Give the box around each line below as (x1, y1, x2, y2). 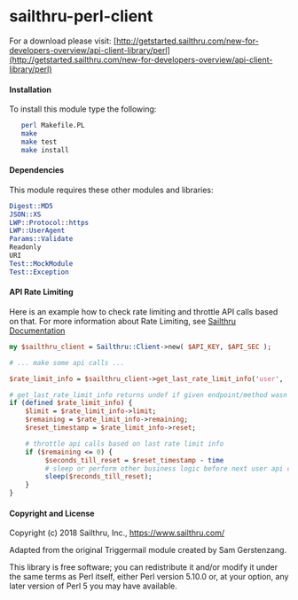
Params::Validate (9, 235, 74, 244)
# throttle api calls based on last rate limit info (25, 439, 224, 448)
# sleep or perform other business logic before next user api (44, 464, 284, 473)
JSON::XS (9, 210, 42, 219)
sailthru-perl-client (9, 6, 153, 27)
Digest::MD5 (9, 201, 53, 210)
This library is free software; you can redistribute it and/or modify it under (9, 562, 278, 573)
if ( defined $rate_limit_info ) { (9, 399, 133, 408)
